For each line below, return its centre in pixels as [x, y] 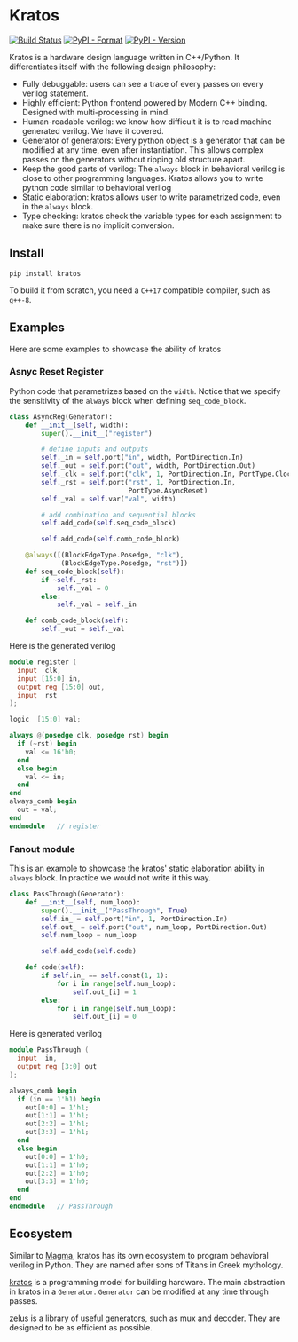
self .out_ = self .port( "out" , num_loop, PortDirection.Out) [154, 927]
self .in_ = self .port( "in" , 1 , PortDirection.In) [134, 919]
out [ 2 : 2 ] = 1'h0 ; [57, 1173]
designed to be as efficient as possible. [81, 1327]
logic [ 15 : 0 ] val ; [45, 720]
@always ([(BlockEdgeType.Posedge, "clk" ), [105, 556]
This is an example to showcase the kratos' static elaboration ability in [137, 868]
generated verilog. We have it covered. [93, 130]
